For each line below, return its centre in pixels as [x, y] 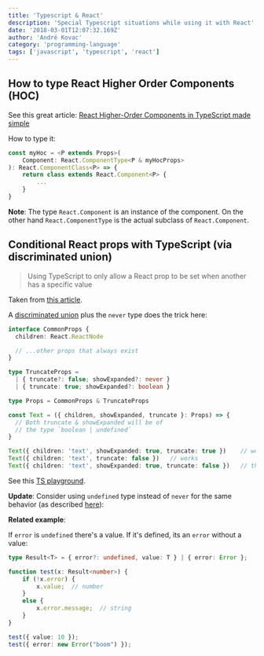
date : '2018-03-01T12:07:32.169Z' [65, 30]
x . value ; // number [70, 586]
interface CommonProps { [49, 329]
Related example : [37, 519]
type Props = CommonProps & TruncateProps [79, 401]
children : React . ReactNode [59, 336]
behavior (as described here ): [56, 504]
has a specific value [60, 284]
